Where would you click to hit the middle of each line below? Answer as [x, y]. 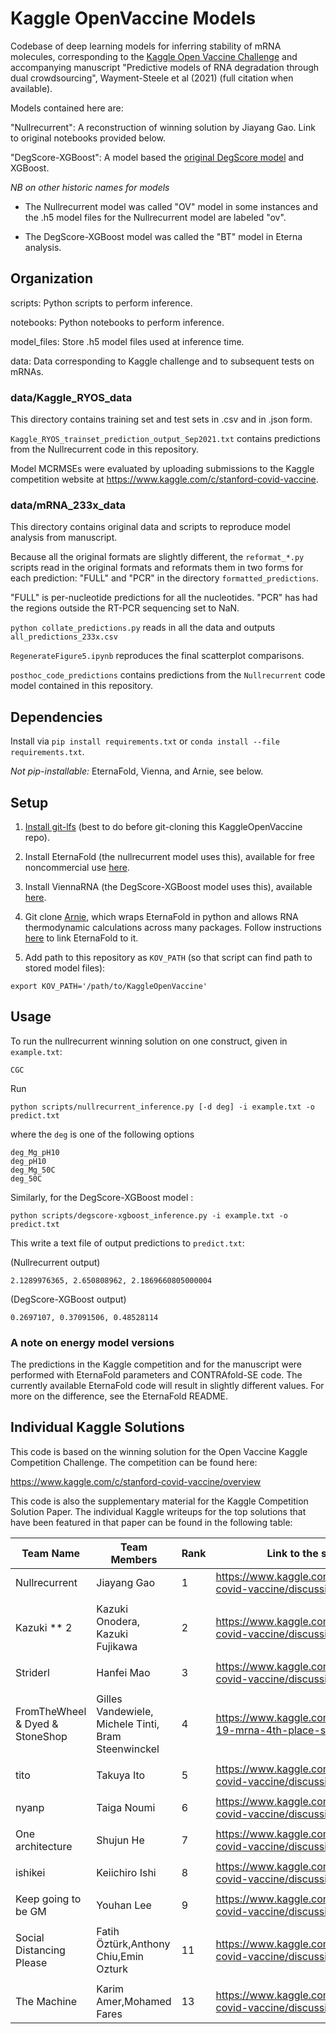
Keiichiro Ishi [126, 1872]
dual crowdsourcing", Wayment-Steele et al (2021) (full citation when [152, 78]
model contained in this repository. [81, 686]
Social [30, 1937]
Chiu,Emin [120, 1956]
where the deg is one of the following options [102, 1134]
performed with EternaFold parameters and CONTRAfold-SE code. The [156, 1375]
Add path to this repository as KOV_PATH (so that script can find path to [168, 957]
